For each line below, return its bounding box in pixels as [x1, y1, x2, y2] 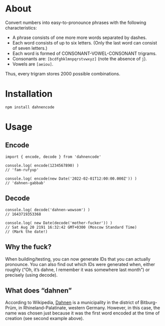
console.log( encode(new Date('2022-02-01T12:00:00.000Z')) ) [5, 176, 137, 181]
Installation [5, 88, 53, 100]
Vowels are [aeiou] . [12, 61, 54, 67]
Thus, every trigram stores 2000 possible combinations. [5, 70, 121, 76]
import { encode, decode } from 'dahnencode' [5, 154, 101, 159]
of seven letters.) [12, 45, 48, 51]
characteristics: [5, 24, 37, 30]
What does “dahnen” [5, 286, 72, 295]
